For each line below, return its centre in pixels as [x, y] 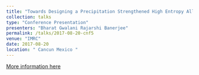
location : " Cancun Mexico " [42, 50]
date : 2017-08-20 [28, 45]
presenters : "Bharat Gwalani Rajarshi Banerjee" [67, 28]
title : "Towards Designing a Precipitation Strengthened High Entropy [95, 11]
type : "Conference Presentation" [47, 22]
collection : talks [29, 17]
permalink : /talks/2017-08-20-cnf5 [50, 33]
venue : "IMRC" [24, 39]
